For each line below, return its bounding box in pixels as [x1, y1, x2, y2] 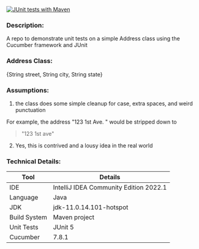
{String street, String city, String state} [6, 70, 103, 78]
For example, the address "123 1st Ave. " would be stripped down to [6, 118, 177, 125]
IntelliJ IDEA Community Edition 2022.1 [53, 184, 167, 192]
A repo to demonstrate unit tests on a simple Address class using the [6, 35, 181, 42]
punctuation [15, 106, 46, 113]
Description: [6, 21, 44, 29]
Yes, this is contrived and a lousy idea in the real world [15, 141, 153, 149]
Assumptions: [6, 86, 50, 94]
